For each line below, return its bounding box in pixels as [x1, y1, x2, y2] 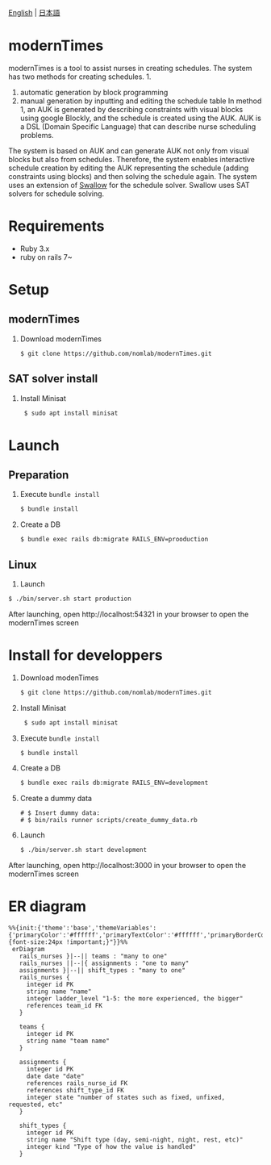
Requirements [8, 217, 105, 236]
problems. [19, 130, 54, 140]
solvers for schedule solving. [8, 189, 105, 198]
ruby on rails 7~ [19, 252, 73, 261]
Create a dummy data [19, 794, 93, 804]
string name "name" [26, 988, 92, 996]
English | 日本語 [8, 8, 60, 17]
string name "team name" [26, 1037, 110, 1046]
